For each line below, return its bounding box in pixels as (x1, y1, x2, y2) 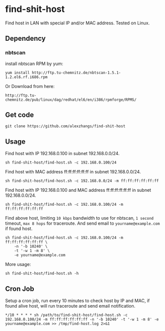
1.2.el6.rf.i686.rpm (5, 75, 48, 80)
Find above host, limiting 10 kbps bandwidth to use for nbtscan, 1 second (5, 215, 154, 221)
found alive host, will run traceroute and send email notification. (5, 303, 136, 309)
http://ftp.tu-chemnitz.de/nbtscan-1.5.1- (31, 70, 121, 75)
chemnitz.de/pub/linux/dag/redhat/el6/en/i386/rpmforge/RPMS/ (5, 97, 137, 102)
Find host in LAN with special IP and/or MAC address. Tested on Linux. (5, 20, 150, 26)
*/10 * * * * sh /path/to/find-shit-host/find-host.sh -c (5, 313, 128, 318)
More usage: (5, 261, 31, 267)
